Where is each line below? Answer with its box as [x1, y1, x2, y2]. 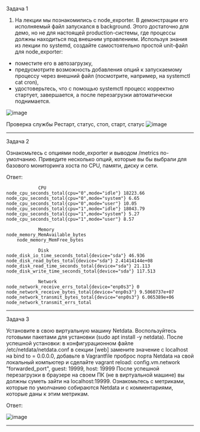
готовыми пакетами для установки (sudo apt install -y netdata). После [6, 333, 183, 340]
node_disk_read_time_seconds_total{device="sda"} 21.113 [6, 263, 151, 269]
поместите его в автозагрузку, [14, 60, 93, 67]
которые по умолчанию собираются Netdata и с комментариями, [6, 384, 174, 391]
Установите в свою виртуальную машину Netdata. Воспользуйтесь [6, 327, 177, 334]
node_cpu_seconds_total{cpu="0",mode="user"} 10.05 [6, 201, 137, 206]
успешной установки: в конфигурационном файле [6, 340, 134, 347]
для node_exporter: [14, 48, 63, 55]
